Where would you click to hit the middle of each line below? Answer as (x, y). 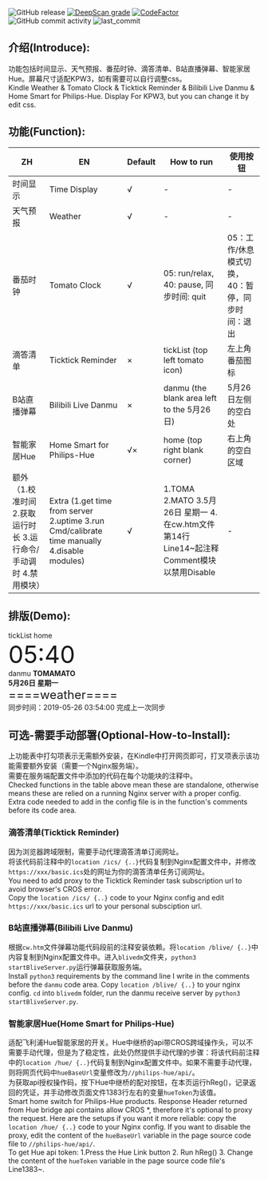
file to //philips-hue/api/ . (52, 1144)
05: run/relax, (189, 273)
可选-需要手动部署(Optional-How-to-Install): (120, 735)
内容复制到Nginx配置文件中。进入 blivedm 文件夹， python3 (102, 957)
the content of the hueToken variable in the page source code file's (117, 1161)
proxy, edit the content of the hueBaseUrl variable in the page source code (130, 1135)
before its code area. (43, 810)
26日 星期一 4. (190, 512)
